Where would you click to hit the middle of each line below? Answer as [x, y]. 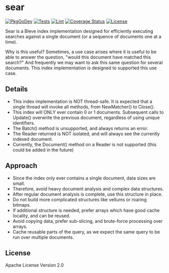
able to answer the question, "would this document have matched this [78, 57]
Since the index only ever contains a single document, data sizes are [84, 178]
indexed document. [33, 139]
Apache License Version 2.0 [35, 265]
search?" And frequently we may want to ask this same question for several [84, 62]
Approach [21, 166]
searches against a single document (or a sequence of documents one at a [83, 36]
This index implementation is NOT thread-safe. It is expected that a [82, 101]
